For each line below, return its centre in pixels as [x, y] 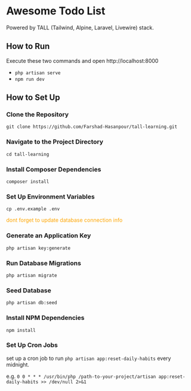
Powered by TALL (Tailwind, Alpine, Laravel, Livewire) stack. [80, 28]
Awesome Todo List [56, 11]
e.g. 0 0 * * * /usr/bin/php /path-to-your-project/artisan [81, 376]
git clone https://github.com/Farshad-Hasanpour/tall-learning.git [92, 127]
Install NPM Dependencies [45, 318]
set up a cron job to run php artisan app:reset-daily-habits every [89, 358]
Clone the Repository [38, 115]
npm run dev [30, 79]
